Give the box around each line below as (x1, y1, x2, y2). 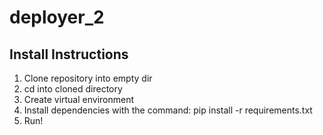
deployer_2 (9, 6, 105, 29)
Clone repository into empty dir (23, 72, 153, 84)
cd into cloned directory (23, 83, 123, 95)
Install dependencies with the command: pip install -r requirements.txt (23, 104, 313, 116)
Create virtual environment (23, 94, 135, 105)
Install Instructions (9, 46, 129, 63)
